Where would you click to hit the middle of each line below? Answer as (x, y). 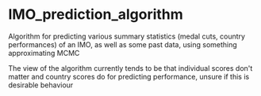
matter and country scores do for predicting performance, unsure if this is (129, 76)
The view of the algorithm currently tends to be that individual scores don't (130, 68)
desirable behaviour (41, 85)
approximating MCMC (44, 53)
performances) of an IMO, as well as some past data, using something (123, 44)
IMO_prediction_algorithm (96, 15)
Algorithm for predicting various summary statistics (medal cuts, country (127, 36)
